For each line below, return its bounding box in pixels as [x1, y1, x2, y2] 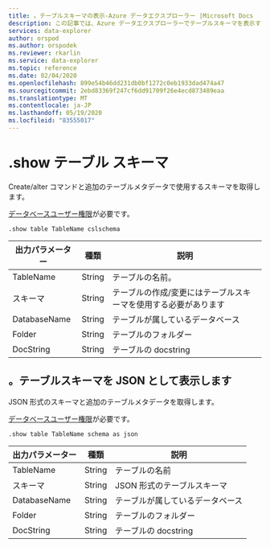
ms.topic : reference [8, 64, 78, 72]
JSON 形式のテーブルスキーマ [115, 479, 227, 491]
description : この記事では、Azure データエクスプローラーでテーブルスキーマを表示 [8, 19, 256, 27]
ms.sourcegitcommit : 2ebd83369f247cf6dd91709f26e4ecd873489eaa [8, 86, 225, 95]
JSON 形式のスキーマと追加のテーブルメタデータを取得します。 [8, 397, 219, 406]
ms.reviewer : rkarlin [8, 49, 81, 57]
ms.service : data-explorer [8, 57, 99, 65]
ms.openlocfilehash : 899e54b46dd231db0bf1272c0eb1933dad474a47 [8, 79, 225, 87]
